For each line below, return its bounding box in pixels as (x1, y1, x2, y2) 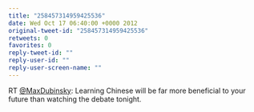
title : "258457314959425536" (8, 11, 106, 20)
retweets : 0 (8, 34, 48, 42)
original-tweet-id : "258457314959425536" (8, 26, 149, 34)
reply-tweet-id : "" (8, 49, 74, 57)
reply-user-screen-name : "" (8, 64, 103, 72)
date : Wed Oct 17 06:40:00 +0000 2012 (8, 19, 138, 27)
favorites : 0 (8, 42, 52, 50)
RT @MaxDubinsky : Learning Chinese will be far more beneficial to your (8, 86, 246, 95)
